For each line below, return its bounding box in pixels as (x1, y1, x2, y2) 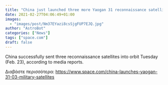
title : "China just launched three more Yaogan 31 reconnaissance (5, 7, 146, 12)
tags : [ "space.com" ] (5, 35, 48, 40)
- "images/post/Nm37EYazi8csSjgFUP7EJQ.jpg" (9, 21, 104, 26)
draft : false (5, 40, 32, 45)
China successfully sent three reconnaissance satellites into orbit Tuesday (5, 53, 158, 59)
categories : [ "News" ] (5, 30, 50, 35)
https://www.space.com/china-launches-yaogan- (55, 68, 158, 74)
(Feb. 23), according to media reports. (5, 58, 84, 65)
